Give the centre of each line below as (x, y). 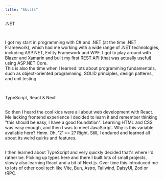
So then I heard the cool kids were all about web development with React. (79, 112)
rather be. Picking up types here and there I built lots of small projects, (76, 157)
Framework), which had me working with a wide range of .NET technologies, (82, 47)
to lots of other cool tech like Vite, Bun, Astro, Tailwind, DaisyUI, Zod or (77, 168)
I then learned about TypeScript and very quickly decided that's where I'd (79, 152)
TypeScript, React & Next (30, 97)
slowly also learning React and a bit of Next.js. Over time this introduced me (82, 162)
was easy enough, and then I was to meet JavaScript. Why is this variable (79, 127)
